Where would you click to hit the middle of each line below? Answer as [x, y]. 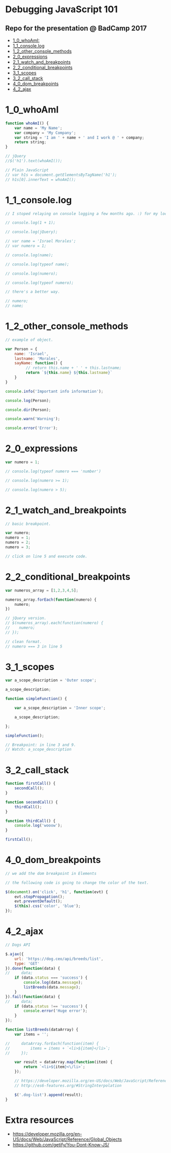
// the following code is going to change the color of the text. [77, 882]
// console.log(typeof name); [37, 264]
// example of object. [29, 340]
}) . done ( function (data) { [33, 968]
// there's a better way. [33, 292]
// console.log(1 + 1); [31, 223]
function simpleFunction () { [36, 699]
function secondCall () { [32, 802]
